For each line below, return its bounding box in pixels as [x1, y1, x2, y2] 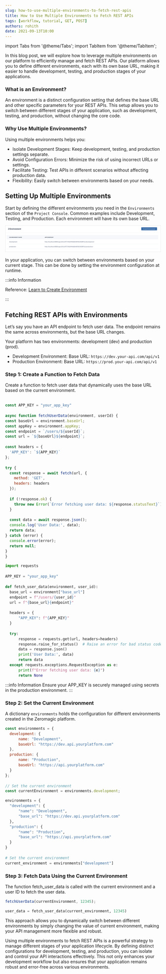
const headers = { [5, 445, 43, 450]
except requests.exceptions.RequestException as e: [9, 663, 119, 668]
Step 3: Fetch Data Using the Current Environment [5, 872, 127, 879]
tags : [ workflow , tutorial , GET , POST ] [5, 18, 87, 23]
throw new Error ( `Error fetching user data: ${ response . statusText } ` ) [14, 502, 163, 507]
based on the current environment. [5, 387, 76, 393]
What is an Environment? [5, 86, 67, 93]
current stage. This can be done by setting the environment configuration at [5, 262, 160, 268]
